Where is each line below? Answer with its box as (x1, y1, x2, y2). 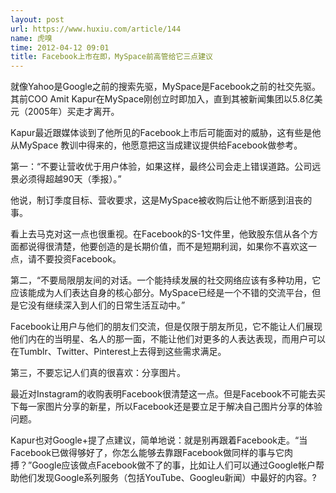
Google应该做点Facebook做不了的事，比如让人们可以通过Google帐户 (31, 459, 316, 471)
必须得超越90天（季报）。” (18, 173, 122, 185)
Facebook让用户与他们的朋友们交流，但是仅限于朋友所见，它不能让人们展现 (10, 321, 323, 333)
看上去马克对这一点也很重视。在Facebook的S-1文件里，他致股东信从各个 (10, 228, 310, 240)
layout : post (10, 14, 65, 25)
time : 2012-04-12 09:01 (10, 42, 110, 53)
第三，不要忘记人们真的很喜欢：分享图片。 (10, 367, 186, 379)
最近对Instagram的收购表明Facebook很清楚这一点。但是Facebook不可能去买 (10, 388, 326, 400)
